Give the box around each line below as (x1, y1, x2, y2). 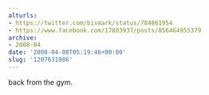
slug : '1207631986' (8, 56, 73, 64)
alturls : (8, 11, 37, 20)
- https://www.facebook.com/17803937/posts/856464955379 (8, 26, 202, 34)
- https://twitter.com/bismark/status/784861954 (8, 19, 173, 27)
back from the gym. (8, 77, 73, 87)
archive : (8, 33, 37, 42)
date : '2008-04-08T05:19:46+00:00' (8, 48, 127, 56)
